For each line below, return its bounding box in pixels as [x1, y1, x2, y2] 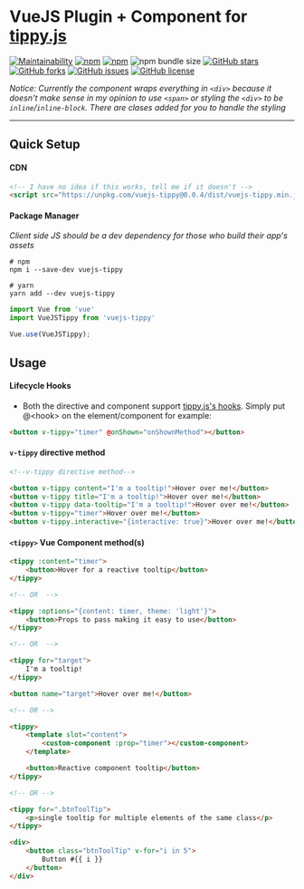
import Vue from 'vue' [9, 305, 95, 314]
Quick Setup [9, 137, 81, 152]
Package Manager [9, 210, 80, 221]
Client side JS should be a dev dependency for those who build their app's [9, 230, 288, 241]
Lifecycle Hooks [9, 381, 71, 391]
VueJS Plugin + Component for [9, 6, 248, 27]
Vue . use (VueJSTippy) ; [9, 330, 91, 339]
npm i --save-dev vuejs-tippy [9, 266, 124, 275]
